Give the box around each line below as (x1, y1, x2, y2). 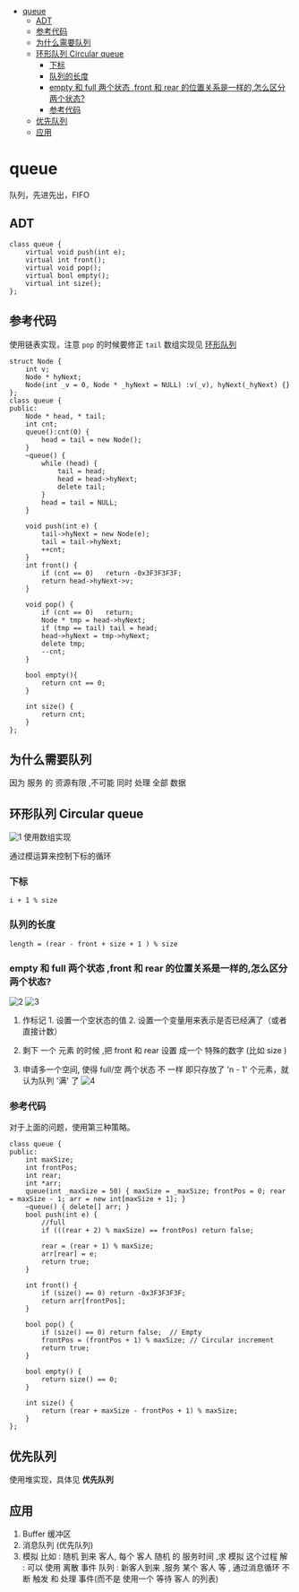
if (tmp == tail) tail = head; (41, 623, 158, 633)
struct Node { (9, 357, 63, 366)
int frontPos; (25, 1164, 78, 1172)
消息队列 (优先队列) (21, 1540, 94, 1550)
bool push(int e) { (25, 1210, 98, 1220)
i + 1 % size (9, 896, 58, 905)
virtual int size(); (25, 279, 102, 288)
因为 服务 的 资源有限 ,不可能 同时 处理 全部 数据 (9, 777, 186, 788)
